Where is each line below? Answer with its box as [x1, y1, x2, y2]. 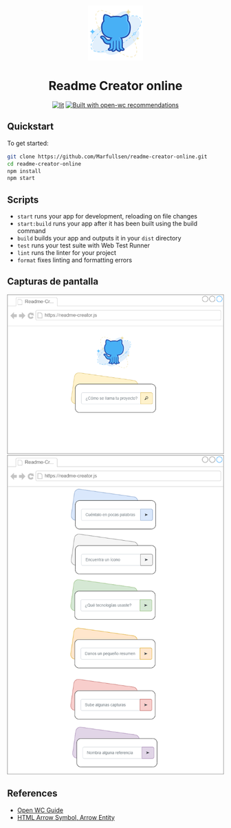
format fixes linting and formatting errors [16, 256, 133, 265]
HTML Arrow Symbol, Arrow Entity [16, 813, 115, 821]
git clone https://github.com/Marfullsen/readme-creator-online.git [7, 153, 208, 160]
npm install [7, 168, 41, 175]
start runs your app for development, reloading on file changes [16, 212, 198, 221]
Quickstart [7, 121, 54, 133]
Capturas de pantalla [7, 276, 98, 287]
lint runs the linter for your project [16, 249, 117, 257]
